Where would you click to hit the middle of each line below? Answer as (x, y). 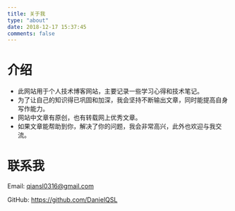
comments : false (31, 33)
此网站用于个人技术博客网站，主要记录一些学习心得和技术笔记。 (110, 91)
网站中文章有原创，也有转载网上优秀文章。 (79, 117)
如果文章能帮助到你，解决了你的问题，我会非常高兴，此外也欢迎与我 (116, 127)
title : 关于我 (26, 14)
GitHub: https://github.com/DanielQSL (62, 200)
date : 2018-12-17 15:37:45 (47, 27)
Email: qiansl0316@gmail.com (50, 186)
